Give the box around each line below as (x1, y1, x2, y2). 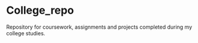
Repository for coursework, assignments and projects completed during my (6, 23, 193, 30)
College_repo (6, 4, 74, 17)
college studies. (6, 29, 45, 36)
